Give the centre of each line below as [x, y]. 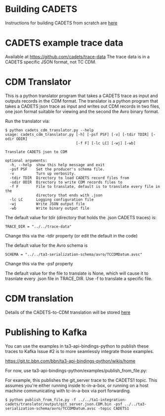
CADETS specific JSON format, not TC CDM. [51, 62]
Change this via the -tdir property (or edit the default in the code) [71, 236]
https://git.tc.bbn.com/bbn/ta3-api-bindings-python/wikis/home [70, 361]
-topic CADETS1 [114, 408]
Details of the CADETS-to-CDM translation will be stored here [68, 312]
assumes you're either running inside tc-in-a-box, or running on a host [77, 385]
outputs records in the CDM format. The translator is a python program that [82, 101]
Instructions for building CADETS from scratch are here [61, 23]
